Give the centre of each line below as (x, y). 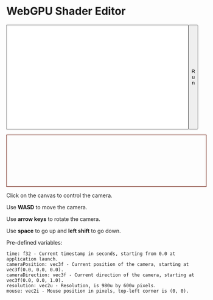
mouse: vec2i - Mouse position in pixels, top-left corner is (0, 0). (98, 291)
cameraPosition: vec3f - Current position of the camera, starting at (98, 264)
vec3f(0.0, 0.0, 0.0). (35, 270)
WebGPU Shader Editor (66, 11)
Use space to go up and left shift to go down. (64, 231)
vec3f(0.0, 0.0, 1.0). (35, 280)
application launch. (33, 259)
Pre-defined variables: (34, 242)
